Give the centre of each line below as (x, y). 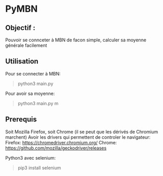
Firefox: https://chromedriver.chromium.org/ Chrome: (61, 142)
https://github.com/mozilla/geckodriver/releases (56, 148)
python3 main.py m (38, 103)
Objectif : (20, 28)
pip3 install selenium (39, 168)
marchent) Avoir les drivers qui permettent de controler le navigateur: (78, 137)
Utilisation (22, 61)
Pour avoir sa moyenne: (30, 93)
